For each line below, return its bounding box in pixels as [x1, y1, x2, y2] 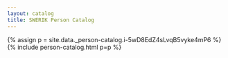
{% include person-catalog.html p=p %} [7, 43, 122, 51]
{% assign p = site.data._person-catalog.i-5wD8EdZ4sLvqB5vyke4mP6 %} [7, 35, 222, 43]
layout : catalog [7, 10, 54, 17]
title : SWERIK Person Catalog [7, 17, 95, 23]
